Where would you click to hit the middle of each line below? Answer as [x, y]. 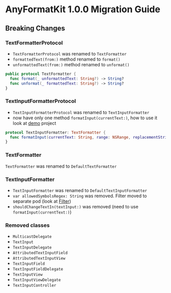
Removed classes [27, 225]
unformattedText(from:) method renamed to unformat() [71, 64]
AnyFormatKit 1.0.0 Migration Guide [83, 9]
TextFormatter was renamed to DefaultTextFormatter [61, 166]
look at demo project [34, 123]
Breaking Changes [35, 28]
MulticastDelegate [32, 237]
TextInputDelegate [32, 248]
